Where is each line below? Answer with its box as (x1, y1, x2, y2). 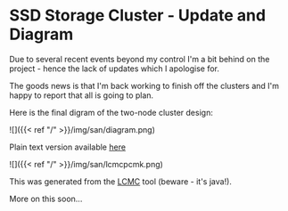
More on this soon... (9, 193, 83, 204)
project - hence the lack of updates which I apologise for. (9, 63, 220, 74)
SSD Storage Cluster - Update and (9, 5, 266, 26)
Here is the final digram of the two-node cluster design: (9, 107, 214, 118)
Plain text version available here (9, 142, 127, 152)
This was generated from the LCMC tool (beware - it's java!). (9, 175, 232, 187)
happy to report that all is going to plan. (9, 90, 154, 101)
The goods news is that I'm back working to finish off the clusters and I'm (9, 80, 279, 91)
